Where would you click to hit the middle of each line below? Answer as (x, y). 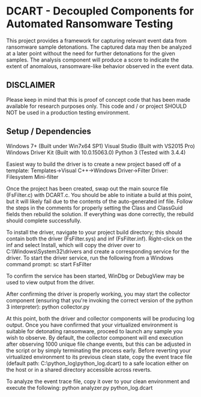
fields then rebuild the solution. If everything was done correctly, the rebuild (100, 214)
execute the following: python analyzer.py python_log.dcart (79, 387)
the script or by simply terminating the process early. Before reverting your (98, 350)
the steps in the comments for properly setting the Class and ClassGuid (94, 208)
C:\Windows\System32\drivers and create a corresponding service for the (98, 251)
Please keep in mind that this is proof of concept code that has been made (98, 99)
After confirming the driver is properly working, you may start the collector (98, 294)
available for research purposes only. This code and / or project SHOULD (97, 106)
